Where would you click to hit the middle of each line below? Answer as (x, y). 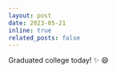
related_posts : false (44, 38)
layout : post (30, 15)
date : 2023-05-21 (37, 23)
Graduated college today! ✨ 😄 (59, 60)
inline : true (30, 30)
